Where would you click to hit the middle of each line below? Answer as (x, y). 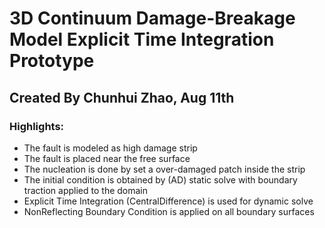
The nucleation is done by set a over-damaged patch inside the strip (164, 169)
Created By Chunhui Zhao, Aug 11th (122, 97)
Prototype (52, 61)
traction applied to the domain (86, 190)
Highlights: (37, 126)
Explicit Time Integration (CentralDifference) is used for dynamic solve (168, 201)
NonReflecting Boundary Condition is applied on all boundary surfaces (169, 211)
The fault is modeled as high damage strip (110, 148)
